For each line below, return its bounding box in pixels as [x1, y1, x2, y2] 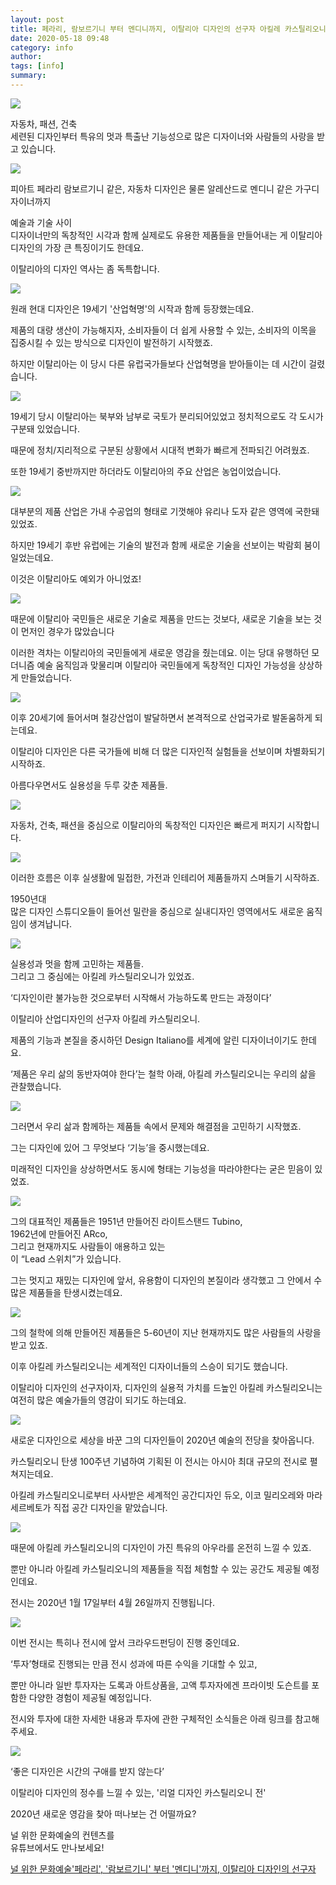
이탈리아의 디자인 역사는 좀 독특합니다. [10, 262, 160, 275]
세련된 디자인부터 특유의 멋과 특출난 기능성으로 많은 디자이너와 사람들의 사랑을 [10, 130, 315, 142]
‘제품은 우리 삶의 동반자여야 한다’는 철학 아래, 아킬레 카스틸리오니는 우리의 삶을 [10, 1067, 317, 1080]
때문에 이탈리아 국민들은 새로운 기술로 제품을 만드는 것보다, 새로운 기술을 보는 [10, 612, 312, 625]
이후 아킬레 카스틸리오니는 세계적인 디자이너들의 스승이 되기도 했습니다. [10, 1360, 288, 1372]
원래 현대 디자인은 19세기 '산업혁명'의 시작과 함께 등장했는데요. [10, 302, 255, 315]
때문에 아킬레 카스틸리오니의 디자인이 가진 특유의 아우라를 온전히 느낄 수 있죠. [10, 1541, 312, 1553]
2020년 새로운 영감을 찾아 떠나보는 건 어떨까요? [10, 1807, 197, 1820]
